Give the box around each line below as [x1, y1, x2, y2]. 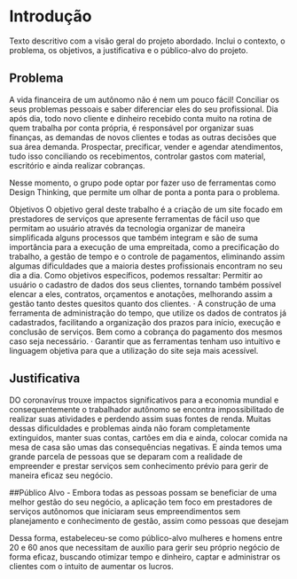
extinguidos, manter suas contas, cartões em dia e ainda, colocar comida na [9, 432, 288, 442]
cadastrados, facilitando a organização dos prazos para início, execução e [9, 317, 281, 327]
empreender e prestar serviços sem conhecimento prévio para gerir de [9, 460, 269, 471]
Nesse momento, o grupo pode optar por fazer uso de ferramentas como [9, 177, 277, 188]
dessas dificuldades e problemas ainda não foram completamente [9, 423, 251, 434]
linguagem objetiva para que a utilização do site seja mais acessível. [9, 345, 259, 356]
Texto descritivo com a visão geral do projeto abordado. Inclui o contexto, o [9, 35, 285, 46]
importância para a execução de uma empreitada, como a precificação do [9, 241, 279, 252]
